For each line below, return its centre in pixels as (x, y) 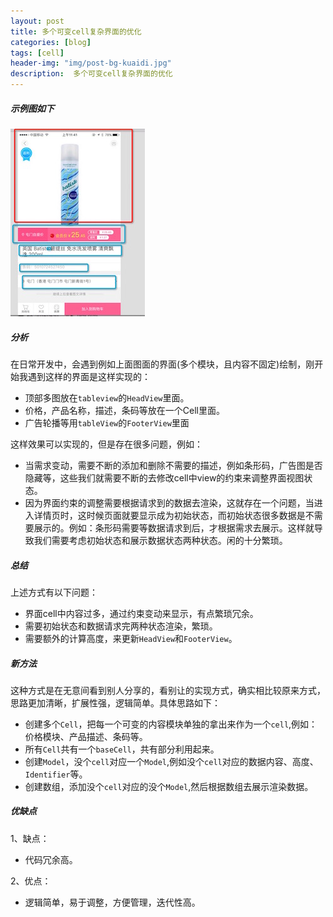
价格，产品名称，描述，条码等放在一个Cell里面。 (124, 410)
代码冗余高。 (51, 859)
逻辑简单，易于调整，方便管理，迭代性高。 (112, 902)
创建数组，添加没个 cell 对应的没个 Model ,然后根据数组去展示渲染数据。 (169, 786)
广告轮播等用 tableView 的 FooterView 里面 (107, 422)
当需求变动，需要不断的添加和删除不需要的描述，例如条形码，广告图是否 (173, 465)
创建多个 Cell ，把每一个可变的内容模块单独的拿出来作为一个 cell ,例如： (171, 724)
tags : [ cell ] (37, 53)
